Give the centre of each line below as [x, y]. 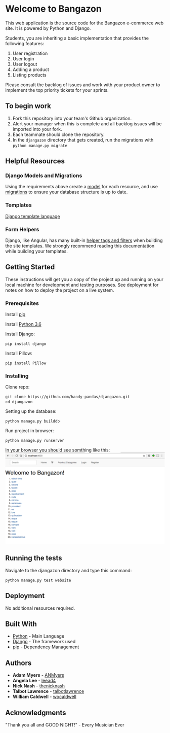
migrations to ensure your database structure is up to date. [67, 192]
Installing [17, 376]
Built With [21, 624]
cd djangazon [19, 402]
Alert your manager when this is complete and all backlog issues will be [87, 124]
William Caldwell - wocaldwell [45, 697]
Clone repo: [17, 387]
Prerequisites [22, 303]
